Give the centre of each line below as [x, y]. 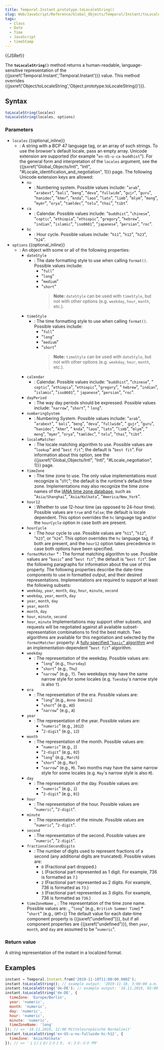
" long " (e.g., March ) [60, 757]
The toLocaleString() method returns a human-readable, [63, 65]
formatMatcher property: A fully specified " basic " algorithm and [90, 642]
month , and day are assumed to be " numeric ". [71, 929]
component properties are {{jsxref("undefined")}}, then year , [88, 924]
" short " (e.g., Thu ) [59, 668]
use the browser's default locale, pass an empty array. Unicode [83, 151]
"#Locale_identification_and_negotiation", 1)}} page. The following [86, 172]
